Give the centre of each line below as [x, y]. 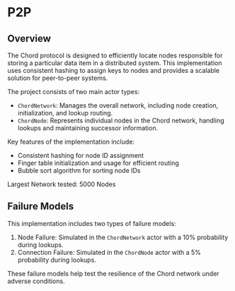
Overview [29, 39]
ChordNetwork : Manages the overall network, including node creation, [118, 105]
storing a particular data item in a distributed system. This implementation [115, 63]
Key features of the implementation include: [71, 142]
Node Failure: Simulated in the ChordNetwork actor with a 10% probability [123, 237]
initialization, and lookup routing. [65, 113]
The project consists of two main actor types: [74, 92]
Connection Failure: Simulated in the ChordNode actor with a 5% [109, 252]
